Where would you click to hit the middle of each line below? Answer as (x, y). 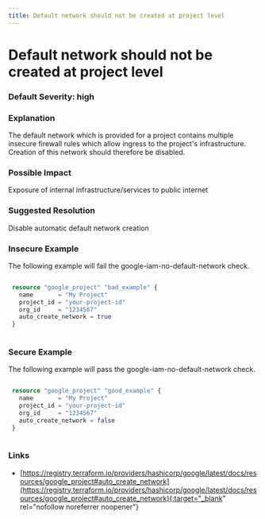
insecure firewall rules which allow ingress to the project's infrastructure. (127, 144)
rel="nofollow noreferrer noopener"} (79, 506)
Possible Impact (40, 172)
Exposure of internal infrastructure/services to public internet (108, 190)
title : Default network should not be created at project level (117, 15)
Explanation (32, 118)
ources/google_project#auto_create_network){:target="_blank (121, 498)
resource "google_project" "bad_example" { (84, 287)
